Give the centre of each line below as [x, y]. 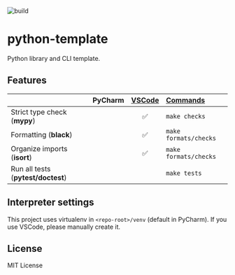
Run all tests [31, 169]
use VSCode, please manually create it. [64, 227]
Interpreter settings [51, 203]
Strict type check [39, 112]
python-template [58, 39]
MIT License [25, 265]
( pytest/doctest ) [39, 177]
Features [27, 80]
